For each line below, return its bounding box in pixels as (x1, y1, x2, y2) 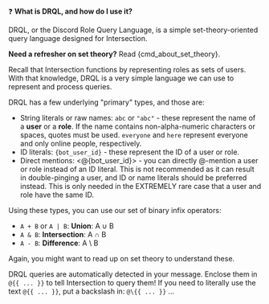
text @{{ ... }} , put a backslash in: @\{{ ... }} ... (8, 286, 175, 296)
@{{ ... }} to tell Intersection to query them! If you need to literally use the (8, 278, 256, 287)
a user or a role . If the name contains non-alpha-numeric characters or (19, 121, 255, 131)
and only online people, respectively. (19, 139, 142, 148)
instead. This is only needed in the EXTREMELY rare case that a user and (19, 182, 262, 191)
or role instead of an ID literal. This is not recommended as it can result (19, 164, 255, 174)
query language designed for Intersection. (8, 34, 148, 43)
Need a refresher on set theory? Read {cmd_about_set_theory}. (8, 49, 221, 59)
